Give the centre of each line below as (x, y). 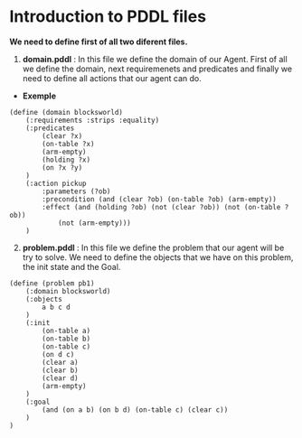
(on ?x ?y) (62, 168)
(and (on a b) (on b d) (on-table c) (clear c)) (135, 410)
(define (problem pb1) (52, 283)
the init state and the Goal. (71, 266)
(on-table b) (66, 339)
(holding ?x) (66, 160)
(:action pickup (57, 183)
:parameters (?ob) (76, 191)
